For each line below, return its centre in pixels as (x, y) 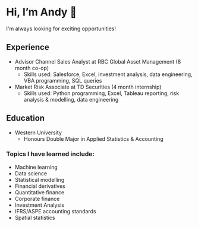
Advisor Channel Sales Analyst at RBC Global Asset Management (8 (98, 61)
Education (26, 118)
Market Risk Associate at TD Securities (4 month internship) (88, 87)
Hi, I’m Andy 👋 (42, 12)
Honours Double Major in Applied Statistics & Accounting (93, 138)
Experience (28, 47)
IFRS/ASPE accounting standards (55, 211)
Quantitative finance (40, 192)
